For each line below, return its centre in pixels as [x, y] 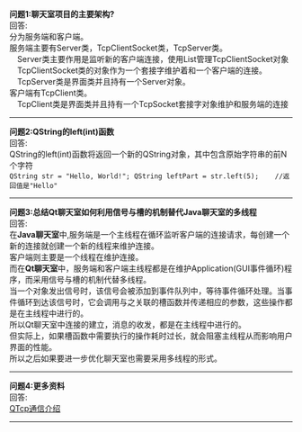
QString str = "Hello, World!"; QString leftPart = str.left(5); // [146, 176]
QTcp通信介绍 [35, 408]
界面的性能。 [33, 347]
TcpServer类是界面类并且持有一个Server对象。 [104, 81]
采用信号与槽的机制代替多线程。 [92, 279]
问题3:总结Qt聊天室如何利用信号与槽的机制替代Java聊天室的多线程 [133, 212]
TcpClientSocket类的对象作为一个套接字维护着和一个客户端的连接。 [142, 70]
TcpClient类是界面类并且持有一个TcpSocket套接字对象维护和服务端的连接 [153, 104]
